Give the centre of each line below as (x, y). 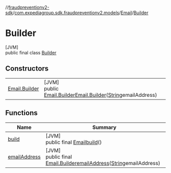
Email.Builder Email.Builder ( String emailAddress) (101, 95)
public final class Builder (31, 52)
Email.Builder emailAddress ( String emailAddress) (103, 163)
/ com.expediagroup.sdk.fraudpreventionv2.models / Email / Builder (80, 13)
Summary (104, 127)
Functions (22, 113)
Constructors (27, 69)
